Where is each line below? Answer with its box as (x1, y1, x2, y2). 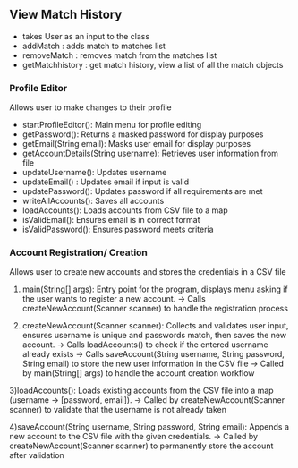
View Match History (9, 7, 123, 22)
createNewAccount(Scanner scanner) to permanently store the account (9, 440, 274, 451)
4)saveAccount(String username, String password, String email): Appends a (9, 421, 289, 432)
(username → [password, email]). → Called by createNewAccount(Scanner (9, 395, 285, 405)
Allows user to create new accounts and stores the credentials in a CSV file (9, 267, 286, 277)
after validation (9, 450, 64, 461)
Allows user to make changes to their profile (9, 102, 172, 113)
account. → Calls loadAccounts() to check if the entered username (21, 339, 268, 350)
